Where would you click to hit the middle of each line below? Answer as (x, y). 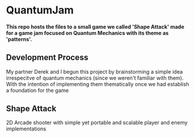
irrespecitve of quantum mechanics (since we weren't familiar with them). (95, 78)
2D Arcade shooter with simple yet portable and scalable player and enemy (97, 123)
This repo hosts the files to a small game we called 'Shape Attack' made (95, 26)
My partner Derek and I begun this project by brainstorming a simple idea (95, 71)
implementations (26, 129)
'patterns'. (19, 39)
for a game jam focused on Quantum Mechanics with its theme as (87, 33)
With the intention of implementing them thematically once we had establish (97, 84)
